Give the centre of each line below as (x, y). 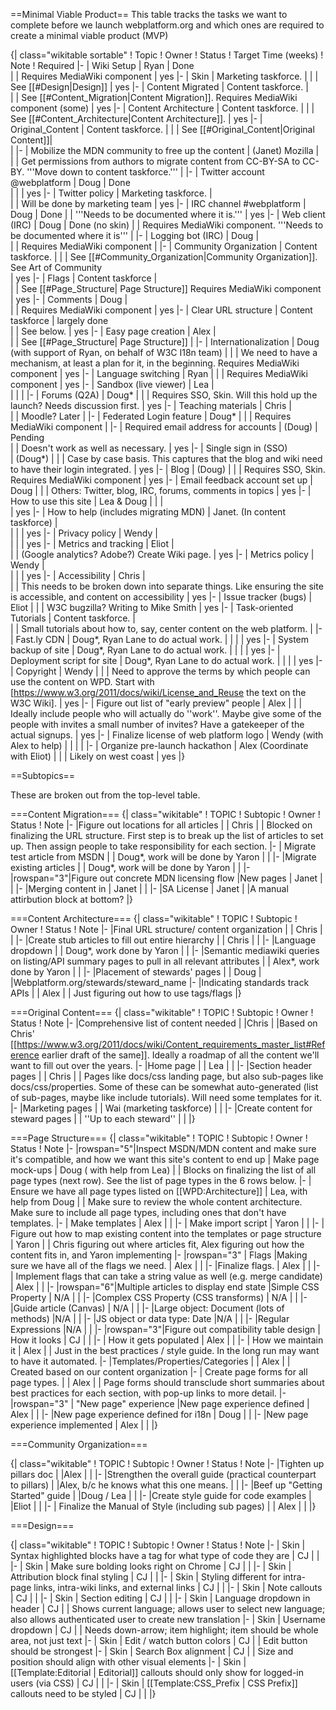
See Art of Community (56, 267)
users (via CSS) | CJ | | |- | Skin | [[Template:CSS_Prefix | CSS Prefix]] (154, 1683)
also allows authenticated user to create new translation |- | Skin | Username (168, 1619)
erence (25, 1055)
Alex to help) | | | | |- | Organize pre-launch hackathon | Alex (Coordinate (159, 745)
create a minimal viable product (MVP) (89, 35)
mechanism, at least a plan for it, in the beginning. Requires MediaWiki (155, 363)
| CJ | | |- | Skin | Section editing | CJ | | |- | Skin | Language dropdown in (160, 1598)
